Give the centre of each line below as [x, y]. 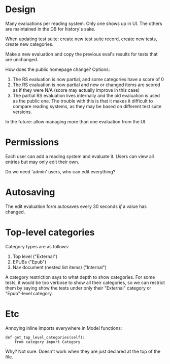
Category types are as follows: [37, 246]
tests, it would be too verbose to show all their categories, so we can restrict [85, 282]
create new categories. [29, 44]
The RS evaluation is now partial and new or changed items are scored [87, 85]
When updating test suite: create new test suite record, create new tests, [81, 39]
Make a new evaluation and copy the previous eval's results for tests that [81, 54]
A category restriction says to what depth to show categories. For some [80, 277]
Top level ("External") [35, 256]
